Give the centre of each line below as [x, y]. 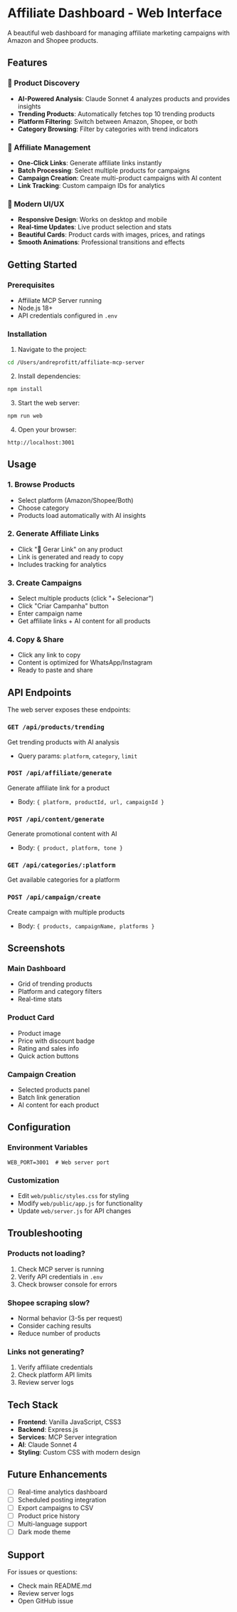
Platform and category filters [60, 992]
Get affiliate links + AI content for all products [84, 621]
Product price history [49, 1516]
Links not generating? [46, 1351]
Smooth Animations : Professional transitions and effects [101, 242]
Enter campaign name [50, 613]
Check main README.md [54, 1586]
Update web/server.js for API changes [74, 1211]
